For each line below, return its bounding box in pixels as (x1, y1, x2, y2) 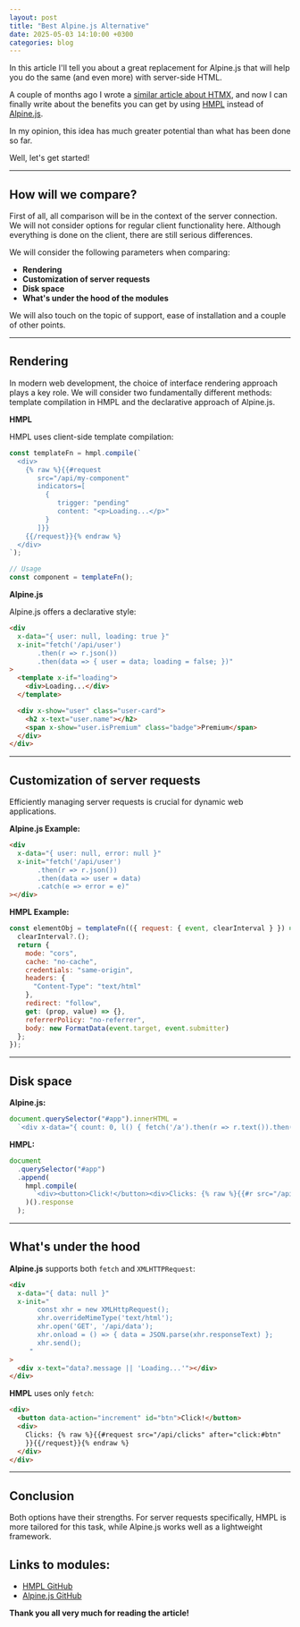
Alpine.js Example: (9, 824, 80, 835)
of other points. (9, 319, 66, 331)
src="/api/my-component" (37, 473, 129, 483)
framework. (9, 1531, 52, 1542)
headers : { (25, 974, 66, 983)
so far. (9, 135, 33, 146)
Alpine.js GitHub (21, 1590, 82, 1601)
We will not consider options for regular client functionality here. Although (9, 220, 281, 231)
